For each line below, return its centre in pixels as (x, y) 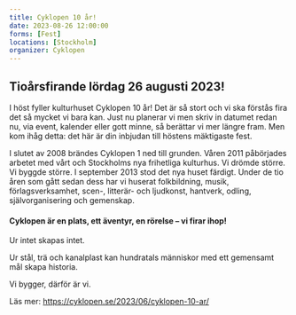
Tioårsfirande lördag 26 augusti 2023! (117, 87)
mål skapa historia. (43, 267)
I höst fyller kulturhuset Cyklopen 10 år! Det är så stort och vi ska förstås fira (148, 107)
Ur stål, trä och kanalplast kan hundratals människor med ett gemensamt (142, 257)
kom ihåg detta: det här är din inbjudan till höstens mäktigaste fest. (131, 136)
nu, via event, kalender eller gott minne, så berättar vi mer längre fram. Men (147, 126)
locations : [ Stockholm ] (53, 42)
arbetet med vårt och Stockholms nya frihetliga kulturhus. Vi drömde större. (148, 162)
